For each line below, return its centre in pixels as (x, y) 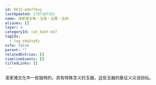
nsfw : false (17, 45)
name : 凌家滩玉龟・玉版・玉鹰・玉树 (37, 18)
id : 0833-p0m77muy (23, 9)
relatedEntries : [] (25, 54)
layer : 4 (14, 28)
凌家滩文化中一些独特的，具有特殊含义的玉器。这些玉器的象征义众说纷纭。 (79, 78)
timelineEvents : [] (25, 59)
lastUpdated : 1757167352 (30, 14)
